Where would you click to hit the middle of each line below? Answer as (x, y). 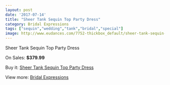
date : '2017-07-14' (26, 15)
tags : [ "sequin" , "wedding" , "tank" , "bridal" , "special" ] (64, 29)
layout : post (19, 10)
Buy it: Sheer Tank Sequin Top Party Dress (50, 67)
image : (12, 33)
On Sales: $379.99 (25, 58)
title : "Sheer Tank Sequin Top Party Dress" (53, 19)
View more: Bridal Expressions (37, 77)
